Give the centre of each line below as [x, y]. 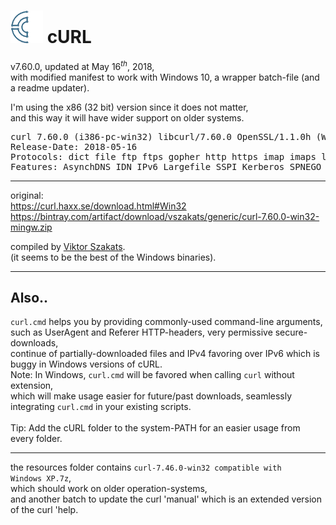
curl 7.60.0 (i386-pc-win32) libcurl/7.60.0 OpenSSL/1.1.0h [161, 136]
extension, [32, 386]
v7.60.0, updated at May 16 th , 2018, [82, 65]
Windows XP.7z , [41, 478]
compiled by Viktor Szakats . [68, 246]
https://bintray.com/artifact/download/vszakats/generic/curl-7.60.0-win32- [165, 216]
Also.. [29, 297]
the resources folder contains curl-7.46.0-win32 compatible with [146, 467]
